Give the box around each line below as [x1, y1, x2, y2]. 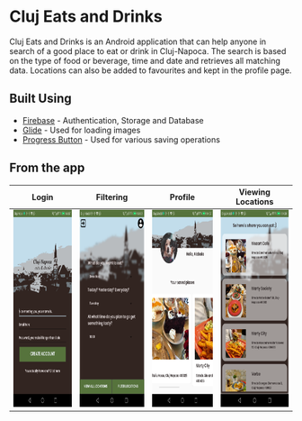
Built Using [9, 91, 72, 106]
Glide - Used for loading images [22, 124, 141, 135]
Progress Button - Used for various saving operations [22, 133, 220, 145]
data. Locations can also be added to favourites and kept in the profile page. [9, 65, 292, 76]
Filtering [95, 191, 129, 202]
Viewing [238, 187, 271, 197]
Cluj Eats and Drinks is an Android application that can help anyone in [9, 36, 267, 47]
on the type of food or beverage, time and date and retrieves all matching [9, 55, 281, 66]
